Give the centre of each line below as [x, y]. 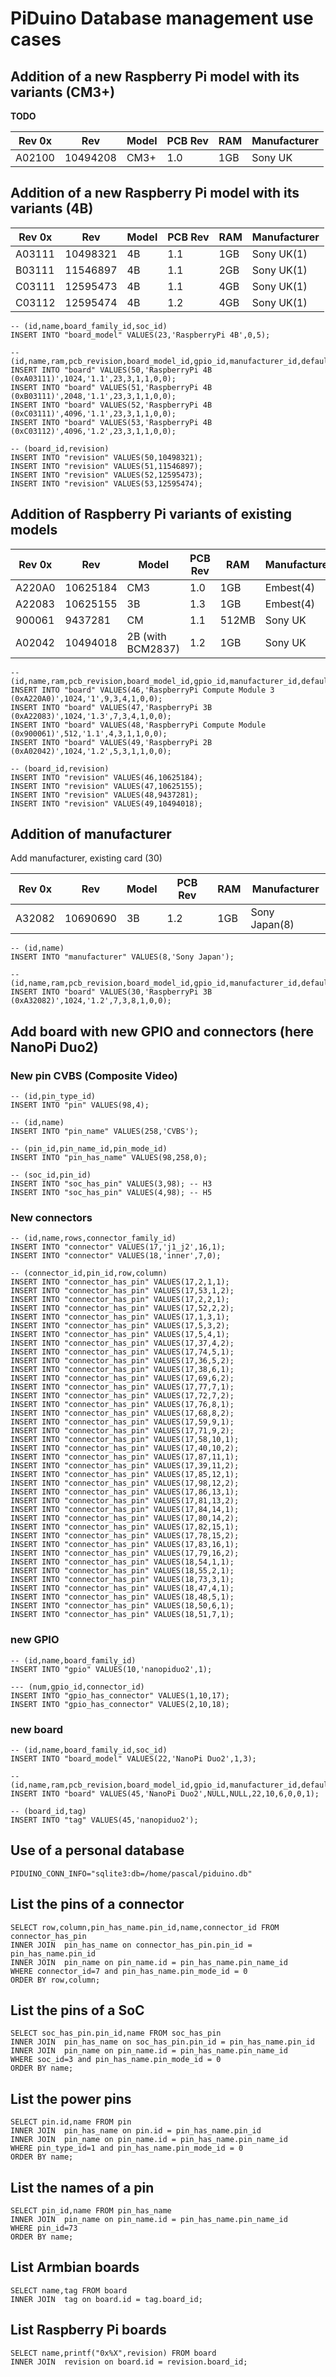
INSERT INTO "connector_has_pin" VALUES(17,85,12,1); [125, 1475]
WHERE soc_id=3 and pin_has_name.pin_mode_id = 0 [116, 2060]
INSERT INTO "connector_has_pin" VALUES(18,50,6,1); [122, 1606]
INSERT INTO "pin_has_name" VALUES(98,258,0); [109, 1158]
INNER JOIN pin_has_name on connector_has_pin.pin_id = [131, 1945]
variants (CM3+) [63, 92]
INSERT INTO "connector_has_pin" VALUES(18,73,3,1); [122, 1580]
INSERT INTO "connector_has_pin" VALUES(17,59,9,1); [122, 1422]
